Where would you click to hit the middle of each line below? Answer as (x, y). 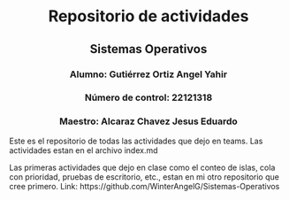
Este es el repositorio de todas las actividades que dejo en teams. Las (136, 141)
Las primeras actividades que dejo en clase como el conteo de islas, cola (142, 167)
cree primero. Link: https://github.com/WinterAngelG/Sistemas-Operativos (144, 186)
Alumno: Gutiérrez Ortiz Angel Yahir (148, 74)
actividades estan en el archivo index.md (84, 150)
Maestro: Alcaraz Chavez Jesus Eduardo (148, 121)
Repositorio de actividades (148, 16)
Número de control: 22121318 (148, 97)
